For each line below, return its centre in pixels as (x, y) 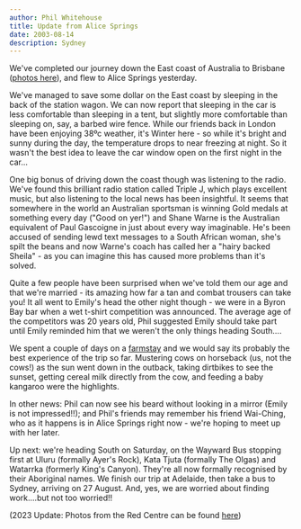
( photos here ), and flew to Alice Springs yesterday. (103, 78)
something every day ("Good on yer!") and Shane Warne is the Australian (145, 218)
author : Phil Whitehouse (56, 18)
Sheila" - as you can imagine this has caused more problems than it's (137, 256)
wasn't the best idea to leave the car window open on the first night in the (146, 153)
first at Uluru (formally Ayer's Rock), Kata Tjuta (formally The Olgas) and (142, 460)
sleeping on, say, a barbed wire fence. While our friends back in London (142, 124)
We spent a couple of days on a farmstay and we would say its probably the (150, 348)
